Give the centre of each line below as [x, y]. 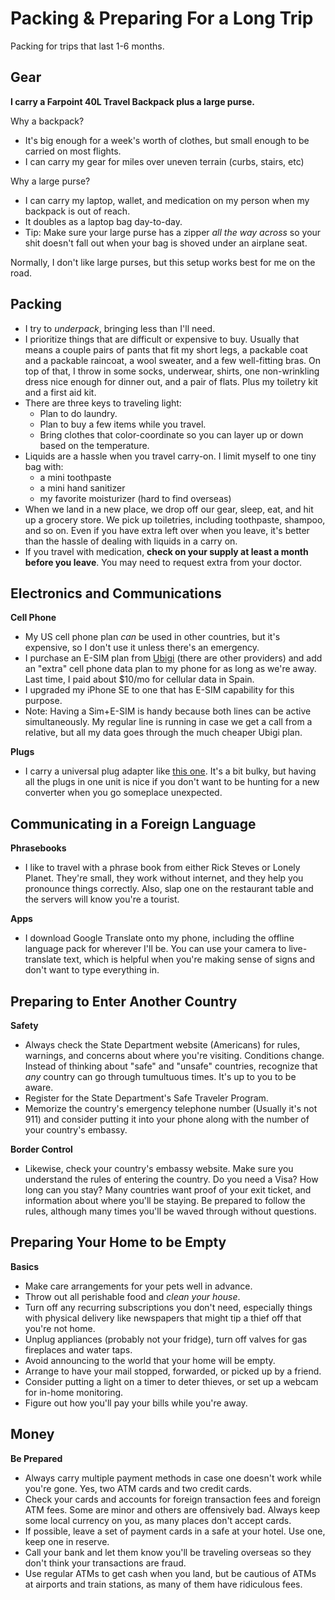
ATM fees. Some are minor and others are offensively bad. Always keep [172, 1509]
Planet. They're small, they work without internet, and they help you [164, 878]
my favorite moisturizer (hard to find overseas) [135, 498]
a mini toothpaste [75, 477]
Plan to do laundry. [78, 413]
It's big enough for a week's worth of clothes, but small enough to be [167, 140]
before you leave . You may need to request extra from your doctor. [163, 562]
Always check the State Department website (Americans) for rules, [162, 1045]
